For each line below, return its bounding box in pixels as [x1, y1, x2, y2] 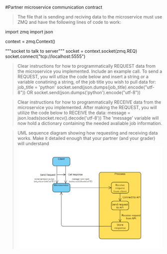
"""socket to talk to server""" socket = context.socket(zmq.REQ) [5, 48, 138, 54]
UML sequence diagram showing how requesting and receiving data [17, 130, 158, 136]
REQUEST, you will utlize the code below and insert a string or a [17, 74, 149, 79]
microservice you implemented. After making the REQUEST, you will [17, 105, 157, 110]
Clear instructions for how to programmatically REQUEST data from [17, 63, 156, 69]
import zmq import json [5, 29, 53, 34]
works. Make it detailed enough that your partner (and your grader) [17, 135, 156, 141]
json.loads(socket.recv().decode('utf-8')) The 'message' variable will [17, 115, 159, 121]
